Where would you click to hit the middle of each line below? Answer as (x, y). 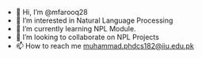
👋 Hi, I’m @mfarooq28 (52, 12)
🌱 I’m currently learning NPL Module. (76, 29)
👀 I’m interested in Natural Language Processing (94, 20)
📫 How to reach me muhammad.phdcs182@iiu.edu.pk (105, 46)
